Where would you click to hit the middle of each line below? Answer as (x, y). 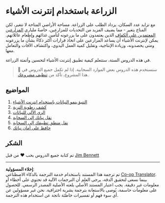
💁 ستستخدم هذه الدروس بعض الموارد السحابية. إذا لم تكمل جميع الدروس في (87, 69)
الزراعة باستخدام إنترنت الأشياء (61, 11)
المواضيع (17, 90)
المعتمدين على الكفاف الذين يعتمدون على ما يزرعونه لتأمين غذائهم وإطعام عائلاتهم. (81, 35)
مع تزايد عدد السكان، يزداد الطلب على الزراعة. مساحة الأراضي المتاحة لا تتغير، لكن (81, 24)
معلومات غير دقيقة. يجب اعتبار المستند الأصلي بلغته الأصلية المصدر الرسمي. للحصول (82, 184)
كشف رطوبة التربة (30, 107)
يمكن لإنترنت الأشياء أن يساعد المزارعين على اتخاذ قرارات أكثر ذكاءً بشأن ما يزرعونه (82, 40)
